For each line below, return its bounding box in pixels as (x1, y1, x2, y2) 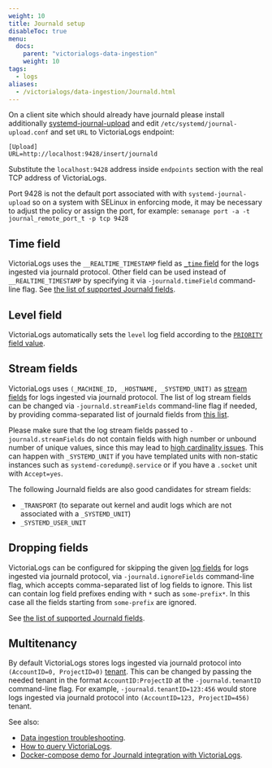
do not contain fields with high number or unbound (86, 433, 257, 444)
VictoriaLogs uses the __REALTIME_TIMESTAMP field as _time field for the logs (8, 258, 260, 269)
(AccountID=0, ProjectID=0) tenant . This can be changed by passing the (8, 667, 252, 677)
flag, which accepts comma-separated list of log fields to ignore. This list (8, 580, 253, 590)
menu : (8, 34, 27, 43)
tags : (8, 65, 27, 73)
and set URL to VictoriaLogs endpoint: (50, 127, 175, 137)
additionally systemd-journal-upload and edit (8, 119, 160, 129)
